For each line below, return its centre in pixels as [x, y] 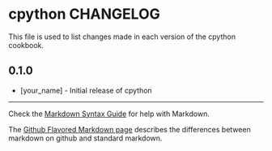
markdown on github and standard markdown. [85, 138]
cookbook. [26, 45]
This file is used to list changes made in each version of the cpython [122, 37]
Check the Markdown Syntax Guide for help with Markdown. [109, 114]
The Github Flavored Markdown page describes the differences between [130, 129]
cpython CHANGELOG [84, 14]
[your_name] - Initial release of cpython [86, 90]
